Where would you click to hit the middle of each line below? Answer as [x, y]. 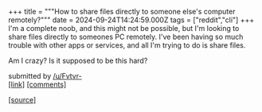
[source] [22, 100]
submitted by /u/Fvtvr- [45, 76]
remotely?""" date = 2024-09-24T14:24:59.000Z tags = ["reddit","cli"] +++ [131, 20]
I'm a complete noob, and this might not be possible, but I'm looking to [124, 28]
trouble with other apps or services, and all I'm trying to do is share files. [127, 45]
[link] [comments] [37, 84]
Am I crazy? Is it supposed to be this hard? [78, 60]
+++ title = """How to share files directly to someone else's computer [122, 12]
